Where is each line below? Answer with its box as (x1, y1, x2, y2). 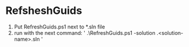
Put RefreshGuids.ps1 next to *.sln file (14, 23, 105, 30)
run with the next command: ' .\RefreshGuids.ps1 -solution (14, 29, 155, 36)
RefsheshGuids (5, 4, 82, 17)
